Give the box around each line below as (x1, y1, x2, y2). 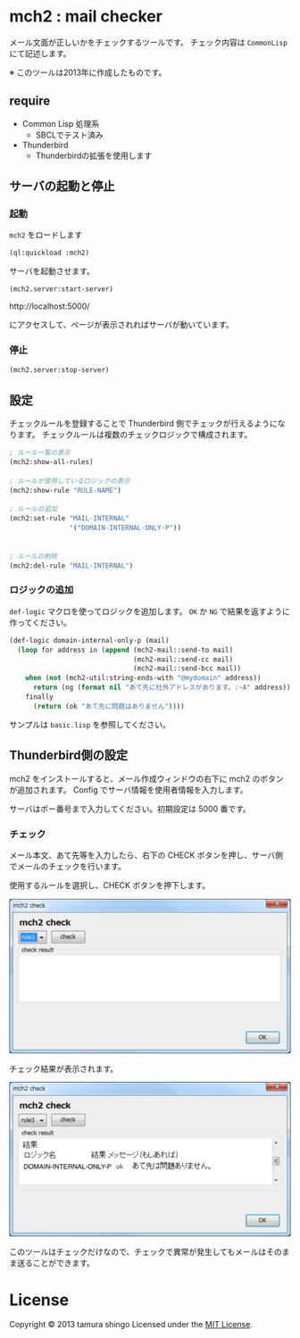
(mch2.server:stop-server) (9, 366, 110, 375)
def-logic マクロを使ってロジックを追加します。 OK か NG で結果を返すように (9, 605, 290, 617)
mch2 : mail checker (9, 6, 163, 27)
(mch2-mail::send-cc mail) (132, 654, 234, 664)
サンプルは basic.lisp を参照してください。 (9, 719, 171, 729)
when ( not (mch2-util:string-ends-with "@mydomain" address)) (25, 674, 262, 683)
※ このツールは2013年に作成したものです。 (9, 67, 167, 78)
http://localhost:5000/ (9, 301, 90, 312)
